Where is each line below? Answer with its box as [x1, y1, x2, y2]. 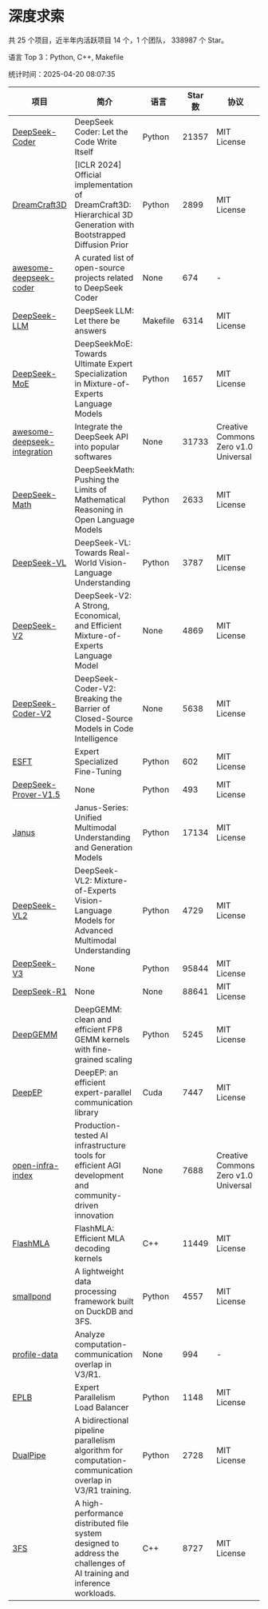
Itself [74, 146, 94, 157]
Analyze [74, 1328, 105, 1340]
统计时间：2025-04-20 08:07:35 [8, 69, 116, 78]
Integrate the [74, 421, 123, 432]
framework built [74, 1296, 134, 1307]
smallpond [12, 1291, 52, 1302]
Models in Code [74, 723, 134, 734]
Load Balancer [74, 1401, 129, 1412]
